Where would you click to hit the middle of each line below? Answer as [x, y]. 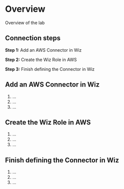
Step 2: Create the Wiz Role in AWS [41, 60]
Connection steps [33, 38]
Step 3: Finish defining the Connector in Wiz [50, 69]
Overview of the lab [25, 23]
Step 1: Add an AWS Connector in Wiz [43, 50]
